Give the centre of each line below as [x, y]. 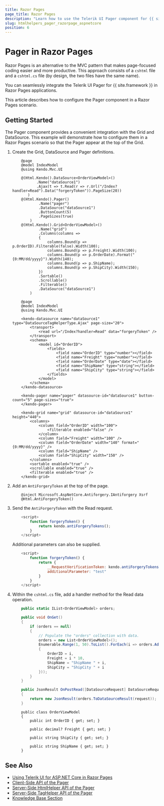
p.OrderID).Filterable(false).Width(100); [56, 246]
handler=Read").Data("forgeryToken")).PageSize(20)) [67, 191]
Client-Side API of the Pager [41, 782]
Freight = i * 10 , [66, 658]
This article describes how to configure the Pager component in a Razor [77, 100]
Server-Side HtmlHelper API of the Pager [53, 787]
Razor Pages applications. [31, 90]
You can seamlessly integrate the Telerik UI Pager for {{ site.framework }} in [81, 85]
